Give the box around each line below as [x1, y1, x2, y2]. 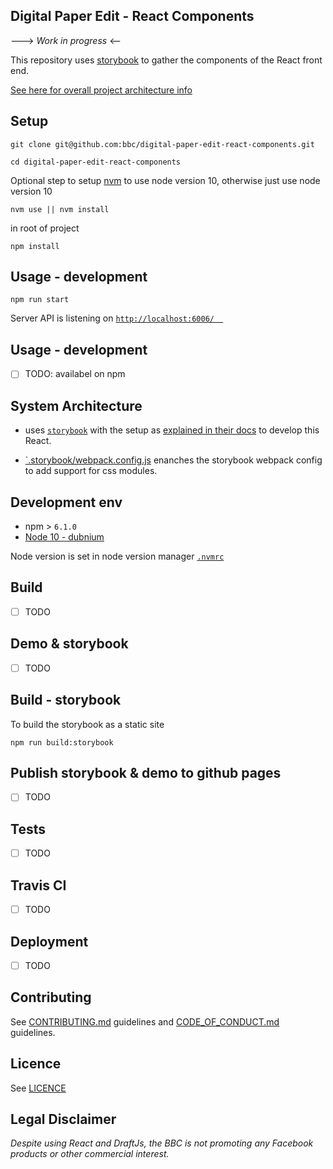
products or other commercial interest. [10, 1148, 170, 1160]
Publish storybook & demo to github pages [10, 764, 282, 781]
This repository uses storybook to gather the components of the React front [10, 54, 323, 66]
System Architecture [10, 397, 143, 414]
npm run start [10, 295, 70, 305]
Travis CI [10, 877, 67, 894]
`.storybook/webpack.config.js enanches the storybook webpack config [24, 454, 323, 466]
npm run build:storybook [10, 737, 114, 748]
